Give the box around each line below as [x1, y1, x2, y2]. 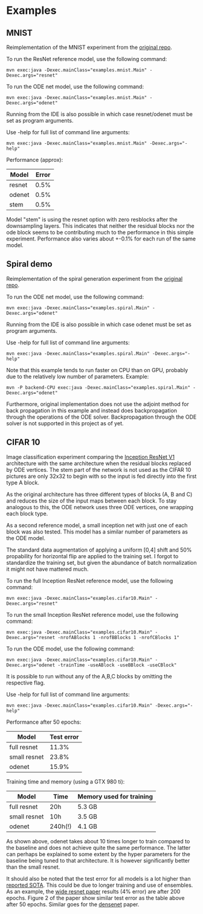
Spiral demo [6, 259, 53, 269]
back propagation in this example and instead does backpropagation [6, 407, 177, 414]
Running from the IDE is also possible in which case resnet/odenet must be [6, 111, 193, 118]
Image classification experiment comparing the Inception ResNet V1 [6, 453, 175, 460]
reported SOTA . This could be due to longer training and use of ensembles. [6, 881, 193, 889]
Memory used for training [77, 792, 153, 800]
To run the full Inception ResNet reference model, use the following [6, 577, 173, 584]
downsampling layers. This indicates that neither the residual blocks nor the [6, 222, 195, 230]
